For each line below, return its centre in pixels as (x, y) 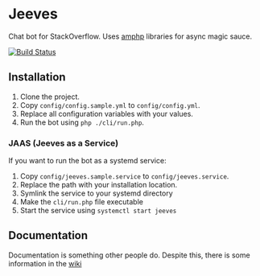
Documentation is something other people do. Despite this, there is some (130, 255)
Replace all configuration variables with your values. (106, 113)
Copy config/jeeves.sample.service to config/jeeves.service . (124, 176)
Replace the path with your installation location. (99, 185)
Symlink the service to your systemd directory (96, 193)
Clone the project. (50, 97)
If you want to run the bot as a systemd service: (87, 161)
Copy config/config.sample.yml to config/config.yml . (110, 105)
